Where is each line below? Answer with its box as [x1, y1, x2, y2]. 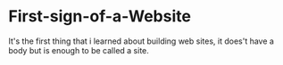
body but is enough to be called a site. [8, 45, 149, 55]
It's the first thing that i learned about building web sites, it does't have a [8, 36, 274, 46]
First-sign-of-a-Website [8, 6, 191, 27]
